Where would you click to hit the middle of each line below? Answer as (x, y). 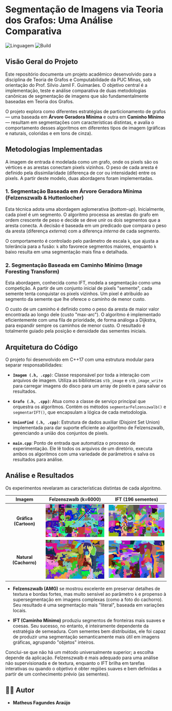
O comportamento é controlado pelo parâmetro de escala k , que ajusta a (82, 241)
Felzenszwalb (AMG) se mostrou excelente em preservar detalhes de (86, 588)
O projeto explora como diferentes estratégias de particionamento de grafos (86, 111)
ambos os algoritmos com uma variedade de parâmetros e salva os (84, 454)
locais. (20, 610)
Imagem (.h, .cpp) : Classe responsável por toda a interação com (81, 375)
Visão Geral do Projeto (42, 62)
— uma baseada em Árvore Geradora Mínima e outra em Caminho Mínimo (85, 117)
